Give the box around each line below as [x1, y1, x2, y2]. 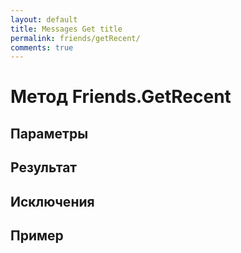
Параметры [10, 125, 89, 142]
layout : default [10, 14, 78, 25]
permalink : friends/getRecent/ [10, 33, 141, 43]
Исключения [10, 193, 95, 210]
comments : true [10, 42, 74, 53]
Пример [10, 227, 64, 244]
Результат [10, 159, 78, 176]
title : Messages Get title [10, 24, 123, 34]
